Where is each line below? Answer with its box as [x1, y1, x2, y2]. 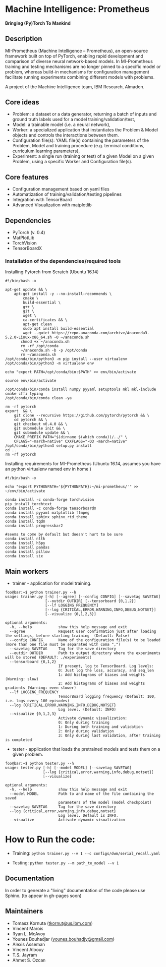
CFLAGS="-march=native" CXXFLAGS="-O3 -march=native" [14, 439, 127, 444]
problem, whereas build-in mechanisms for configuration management [5, 68, 150, 75]
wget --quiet [23, 331, 50, 336]
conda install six [5, 554, 43, 559]
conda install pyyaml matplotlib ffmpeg [5, 510, 90, 515]
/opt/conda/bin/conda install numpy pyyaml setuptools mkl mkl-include [5, 387, 156, 392]
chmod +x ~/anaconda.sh [20, 339, 70, 344]
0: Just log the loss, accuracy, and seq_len [58, 668, 154, 673]
